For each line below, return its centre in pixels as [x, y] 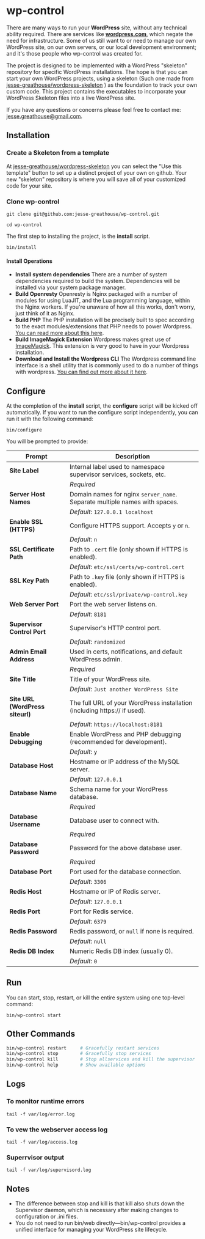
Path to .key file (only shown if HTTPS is [127, 576]
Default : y [83, 751]
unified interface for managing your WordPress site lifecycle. [91, 1230]
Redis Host [26, 891]
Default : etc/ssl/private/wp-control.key [128, 594]
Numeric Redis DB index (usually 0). [121, 951]
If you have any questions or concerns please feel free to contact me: [94, 109]
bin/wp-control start [34, 1015]
